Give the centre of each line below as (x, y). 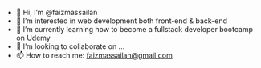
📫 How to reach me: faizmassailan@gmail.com (94, 55)
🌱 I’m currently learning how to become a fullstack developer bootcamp (135, 29)
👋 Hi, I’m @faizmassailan (57, 12)
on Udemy (33, 38)
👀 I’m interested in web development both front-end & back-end (121, 21)
